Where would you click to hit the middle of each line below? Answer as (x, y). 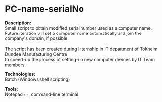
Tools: (12, 89)
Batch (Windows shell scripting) (38, 79)
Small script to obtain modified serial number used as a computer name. (79, 28)
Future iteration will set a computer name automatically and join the (73, 33)
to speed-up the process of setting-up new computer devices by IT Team (80, 59)
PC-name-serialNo (44, 9)
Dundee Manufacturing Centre (36, 54)
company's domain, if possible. (37, 38)
